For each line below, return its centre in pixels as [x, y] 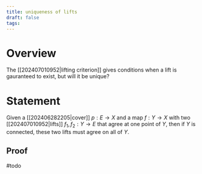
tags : [13, 23]
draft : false [23, 18]
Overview [31, 53]
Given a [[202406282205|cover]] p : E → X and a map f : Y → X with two [98, 118]
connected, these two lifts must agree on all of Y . [68, 132]
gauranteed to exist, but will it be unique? [58, 76]
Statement [33, 101]
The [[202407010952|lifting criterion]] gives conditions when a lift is [92, 70]
